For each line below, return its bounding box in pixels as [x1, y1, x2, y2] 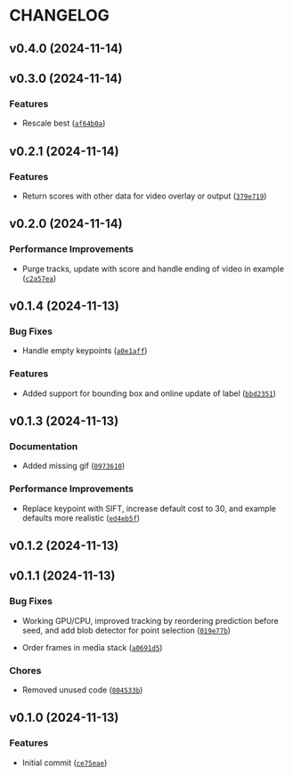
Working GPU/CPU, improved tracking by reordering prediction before [21, 615, 279, 626]
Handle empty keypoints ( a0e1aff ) [21, 345, 148, 356]
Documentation [9, 440, 78, 452]
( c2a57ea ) [21, 272, 57, 283]
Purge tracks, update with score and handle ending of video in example [21, 263, 285, 274]
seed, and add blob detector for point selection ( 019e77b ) [21, 625, 232, 635]
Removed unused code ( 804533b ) [21, 684, 143, 695]
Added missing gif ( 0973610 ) [21, 460, 126, 472]
